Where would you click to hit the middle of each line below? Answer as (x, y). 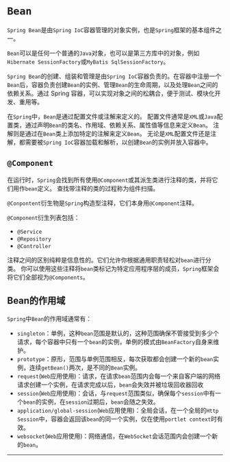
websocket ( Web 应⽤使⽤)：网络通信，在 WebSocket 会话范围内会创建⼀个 (114, 436)
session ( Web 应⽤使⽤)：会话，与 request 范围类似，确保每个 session (110, 393)
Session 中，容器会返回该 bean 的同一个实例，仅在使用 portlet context (114, 419)
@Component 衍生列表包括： (43, 217)
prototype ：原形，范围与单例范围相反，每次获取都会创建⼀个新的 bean (115, 358)
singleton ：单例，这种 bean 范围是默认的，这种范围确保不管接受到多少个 (118, 333)
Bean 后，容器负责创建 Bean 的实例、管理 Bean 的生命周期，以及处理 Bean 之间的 (113, 84)
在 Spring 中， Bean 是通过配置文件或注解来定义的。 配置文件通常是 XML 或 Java (112, 116)
